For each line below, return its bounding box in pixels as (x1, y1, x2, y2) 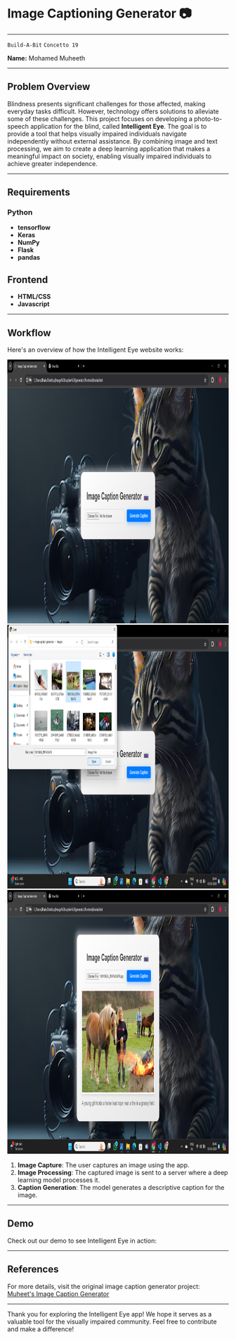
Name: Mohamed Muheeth (7, 53, 86, 62)
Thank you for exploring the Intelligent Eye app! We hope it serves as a (7, 1309, 212, 1318)
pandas (17, 253, 41, 262)
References (7, 1264, 59, 1276)
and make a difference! (7, 1324, 74, 1333)
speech (7, 122, 29, 130)
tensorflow (17, 223, 51, 232)
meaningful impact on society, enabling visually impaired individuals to (7, 152, 212, 160)
